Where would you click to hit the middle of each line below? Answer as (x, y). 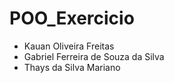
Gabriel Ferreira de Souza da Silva (94, 56)
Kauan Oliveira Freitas (69, 46)
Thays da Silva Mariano (72, 67)
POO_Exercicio (72, 18)
